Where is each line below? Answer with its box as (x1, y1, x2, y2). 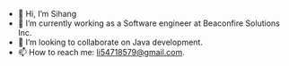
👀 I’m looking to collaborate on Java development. (17, 37, 204, 47)
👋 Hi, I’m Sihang (17, 9, 77, 19)
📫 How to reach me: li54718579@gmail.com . (17, 47, 186, 57)
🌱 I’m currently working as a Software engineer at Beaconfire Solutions (17, 18, 280, 29)
